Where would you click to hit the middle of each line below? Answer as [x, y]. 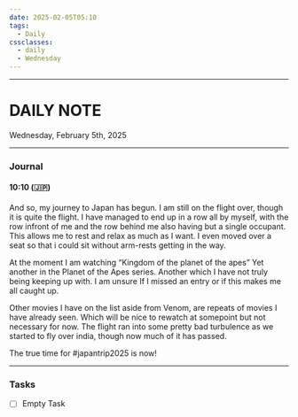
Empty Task [43, 404]
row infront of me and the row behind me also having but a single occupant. [148, 227]
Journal [26, 166]
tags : [19, 26]
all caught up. [34, 291]
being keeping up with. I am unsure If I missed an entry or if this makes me [145, 282]
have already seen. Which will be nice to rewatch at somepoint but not [137, 317]
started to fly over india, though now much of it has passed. [118, 336]
